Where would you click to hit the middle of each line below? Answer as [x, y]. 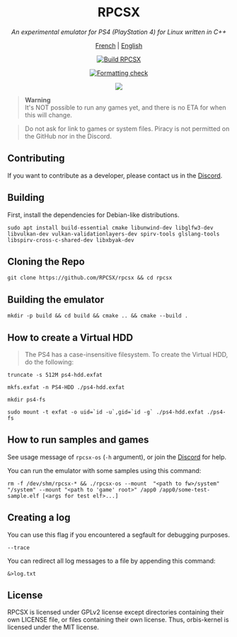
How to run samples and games [78, 440]
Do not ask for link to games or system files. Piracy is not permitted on [127, 129]
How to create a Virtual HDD [70, 338]
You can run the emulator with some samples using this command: [104, 470]
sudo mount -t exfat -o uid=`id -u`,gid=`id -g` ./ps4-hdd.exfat [105, 412]
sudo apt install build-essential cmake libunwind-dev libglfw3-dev [110, 228]
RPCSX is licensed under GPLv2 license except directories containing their [116, 612]
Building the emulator [56, 299]
